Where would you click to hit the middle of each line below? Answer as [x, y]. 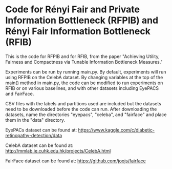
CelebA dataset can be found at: [39, 145]
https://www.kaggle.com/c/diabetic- [116, 130]
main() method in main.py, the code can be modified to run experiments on [84, 83]
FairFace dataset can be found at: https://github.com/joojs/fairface [76, 161]
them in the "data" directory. [35, 120]
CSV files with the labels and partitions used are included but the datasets [83, 103]
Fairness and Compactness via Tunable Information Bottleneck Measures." [84, 62]
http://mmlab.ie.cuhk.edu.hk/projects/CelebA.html [58, 151]
